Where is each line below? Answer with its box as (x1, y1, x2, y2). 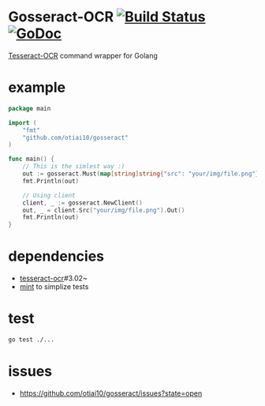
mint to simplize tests (19, 282, 89, 291)
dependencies (8, 247, 105, 265)
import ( (8, 118, 37, 126)
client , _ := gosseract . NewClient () (22, 198, 144, 207)
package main (8, 104, 51, 112)
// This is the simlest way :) (22, 163, 125, 171)
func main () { (8, 155, 55, 164)
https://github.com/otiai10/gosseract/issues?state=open (19, 388, 203, 398)
